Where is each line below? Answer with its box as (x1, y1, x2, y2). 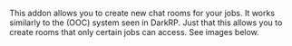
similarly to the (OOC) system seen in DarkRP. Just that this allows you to (9, 17, 283, 28)
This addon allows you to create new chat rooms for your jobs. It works (9, 8, 275, 18)
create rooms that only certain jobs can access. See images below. (9, 27, 260, 37)
